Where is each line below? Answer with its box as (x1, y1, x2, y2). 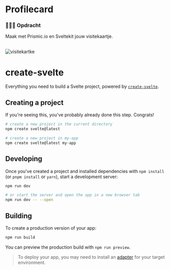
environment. (17, 259, 46, 265)
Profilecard (5, 4, 53, 15)
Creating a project (5, 98, 64, 107)
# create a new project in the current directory (5, 121, 113, 127)
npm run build (5, 235, 36, 240)
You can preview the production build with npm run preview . (5, 244, 131, 250)
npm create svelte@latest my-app (5, 140, 76, 145)
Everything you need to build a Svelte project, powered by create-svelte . (5, 83, 159, 90)
